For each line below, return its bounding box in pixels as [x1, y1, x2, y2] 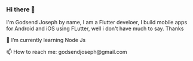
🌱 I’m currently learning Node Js [6, 37, 86, 44]
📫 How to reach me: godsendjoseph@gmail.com [6, 49, 127, 56]
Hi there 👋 [6, 5, 36, 14]
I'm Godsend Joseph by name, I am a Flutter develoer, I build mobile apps [6, 19, 188, 26]
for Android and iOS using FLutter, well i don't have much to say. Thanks [6, 25, 184, 32]
